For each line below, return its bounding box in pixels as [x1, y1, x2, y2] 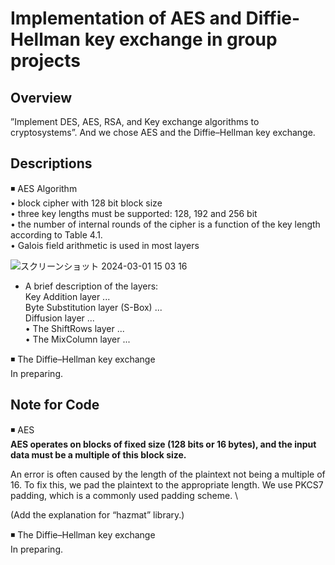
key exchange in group [84, 28, 278, 51]
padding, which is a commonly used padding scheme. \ [10, 489, 239, 501]
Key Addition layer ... [24, 290, 111, 302]
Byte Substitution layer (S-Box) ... [24, 301, 163, 313]
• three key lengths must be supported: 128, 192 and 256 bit [10, 207, 258, 219]
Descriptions [10, 155, 93, 172]
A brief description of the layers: [24, 280, 159, 292]
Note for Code [10, 397, 100, 414]
